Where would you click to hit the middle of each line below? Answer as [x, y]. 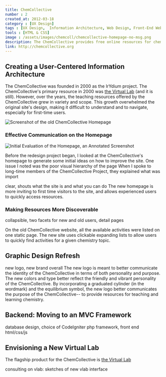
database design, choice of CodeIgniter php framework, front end [72, 327]
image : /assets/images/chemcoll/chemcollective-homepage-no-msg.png [78, 38]
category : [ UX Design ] [30, 24]
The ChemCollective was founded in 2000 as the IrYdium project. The [76, 86]
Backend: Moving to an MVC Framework [68, 315]
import [12, 176]
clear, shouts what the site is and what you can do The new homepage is [79, 186]
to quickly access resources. [34, 197]
